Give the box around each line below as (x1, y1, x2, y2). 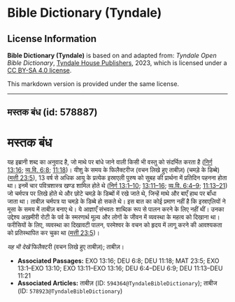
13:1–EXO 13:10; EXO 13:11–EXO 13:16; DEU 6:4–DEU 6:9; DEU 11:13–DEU (17, 264, 223, 273)
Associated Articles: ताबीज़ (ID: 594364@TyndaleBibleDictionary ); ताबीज (17, 279, 218, 287)
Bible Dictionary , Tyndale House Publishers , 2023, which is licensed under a (7, 59, 227, 67)
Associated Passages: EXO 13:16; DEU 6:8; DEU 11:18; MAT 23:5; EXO (17, 257, 220, 265)
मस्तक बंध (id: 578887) (7, 106, 98, 118)
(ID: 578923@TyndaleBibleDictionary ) (17, 287, 123, 295)
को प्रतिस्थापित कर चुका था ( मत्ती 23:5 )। (7, 229, 100, 237)
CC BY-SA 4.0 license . (7, 66, 72, 74)
